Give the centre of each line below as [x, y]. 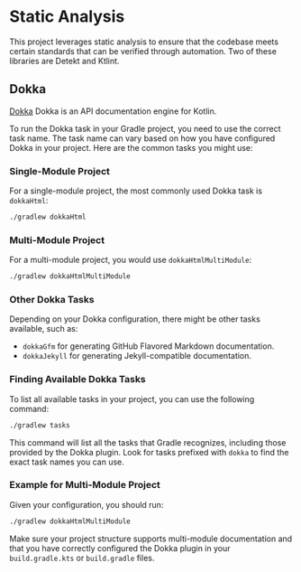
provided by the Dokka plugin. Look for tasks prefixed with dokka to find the [149, 452]
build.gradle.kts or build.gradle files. [82, 558]
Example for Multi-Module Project [85, 485]
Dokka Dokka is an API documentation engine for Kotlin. [113, 111]
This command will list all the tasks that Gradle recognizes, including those [148, 442]
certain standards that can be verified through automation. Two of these [143, 51]
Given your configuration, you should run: [87, 504]
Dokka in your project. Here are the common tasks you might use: [132, 147]
